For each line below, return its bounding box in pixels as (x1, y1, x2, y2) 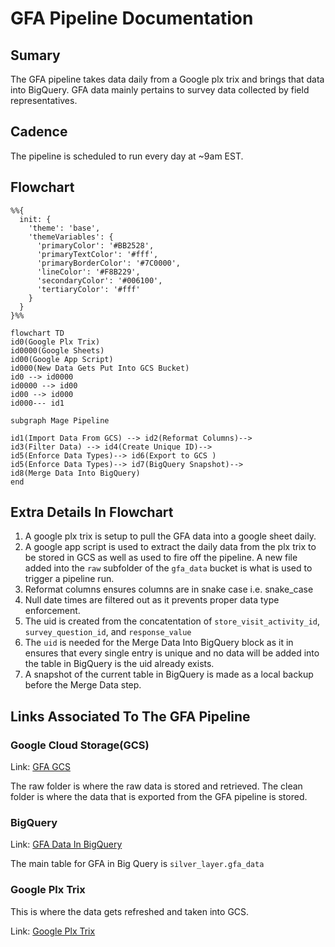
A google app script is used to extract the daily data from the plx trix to (24, 541, 317, 553)
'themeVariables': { (28, 232, 114, 242)
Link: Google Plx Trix (10, 925, 96, 937)
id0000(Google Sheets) (10, 345, 105, 356)
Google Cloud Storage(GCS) (10, 738, 150, 752)
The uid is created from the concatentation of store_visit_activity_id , (24, 615, 321, 627)
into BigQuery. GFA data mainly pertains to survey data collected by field (10, 84, 310, 96)
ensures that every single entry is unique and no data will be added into (24, 647, 320, 659)
